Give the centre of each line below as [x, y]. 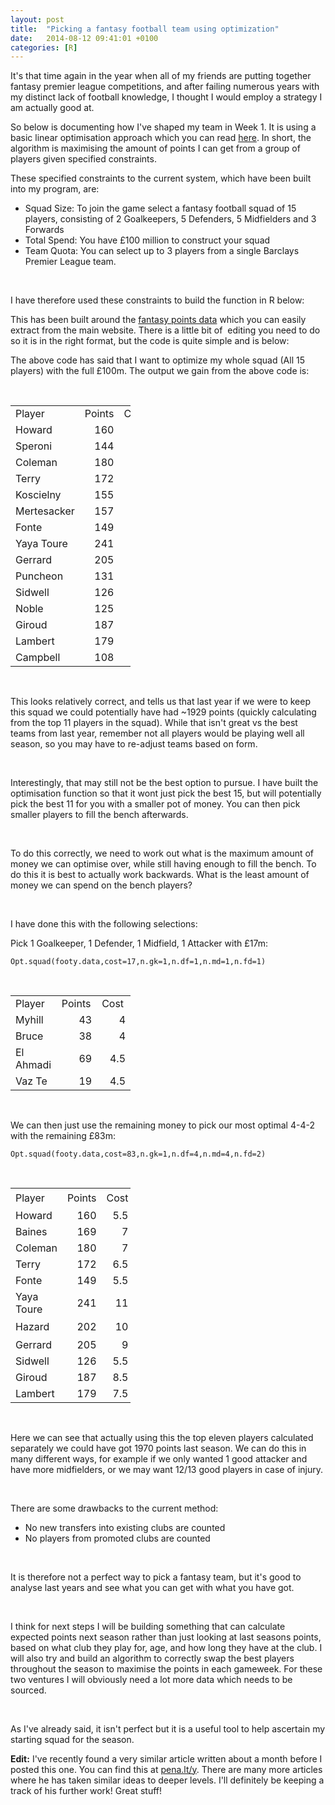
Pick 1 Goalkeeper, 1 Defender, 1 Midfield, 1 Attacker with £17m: [139, 943]
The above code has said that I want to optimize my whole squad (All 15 [157, 360]
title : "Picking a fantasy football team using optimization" [145, 29]
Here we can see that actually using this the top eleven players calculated [162, 1437]
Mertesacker [45, 511]
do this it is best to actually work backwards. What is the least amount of [160, 875]
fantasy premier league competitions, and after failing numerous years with [165, 87]
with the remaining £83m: [63, 1136]
